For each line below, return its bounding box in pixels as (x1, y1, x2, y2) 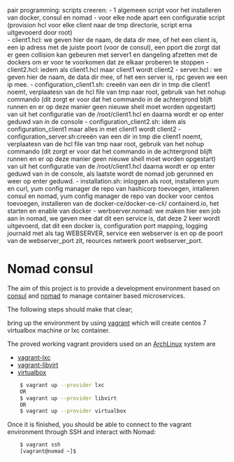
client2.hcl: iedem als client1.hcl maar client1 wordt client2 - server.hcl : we (7, 66, 222, 73)
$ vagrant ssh (20, 441, 61, 449)
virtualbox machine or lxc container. (7, 325, 110, 335)
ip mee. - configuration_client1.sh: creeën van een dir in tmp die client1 (7, 80, 211, 88)
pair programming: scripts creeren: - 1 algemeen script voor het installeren (7, 6, 221, 14)
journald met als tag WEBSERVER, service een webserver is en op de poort (7, 229, 224, 237)
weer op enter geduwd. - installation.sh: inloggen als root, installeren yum (7, 177, 219, 185)
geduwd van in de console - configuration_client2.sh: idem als (7, 118, 187, 125)
